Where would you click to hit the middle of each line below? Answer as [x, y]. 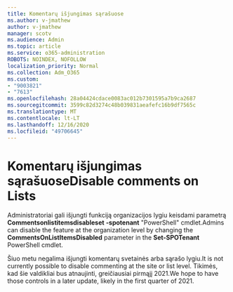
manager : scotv [29, 33]
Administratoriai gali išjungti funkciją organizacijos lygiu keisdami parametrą [117, 215]
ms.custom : [23, 79]
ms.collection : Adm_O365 [44, 72]
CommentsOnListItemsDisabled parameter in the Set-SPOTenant [104, 238]
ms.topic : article [34, 46]
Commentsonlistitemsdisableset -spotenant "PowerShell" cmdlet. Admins [116, 223]
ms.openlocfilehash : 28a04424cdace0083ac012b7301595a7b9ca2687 [102, 99]
